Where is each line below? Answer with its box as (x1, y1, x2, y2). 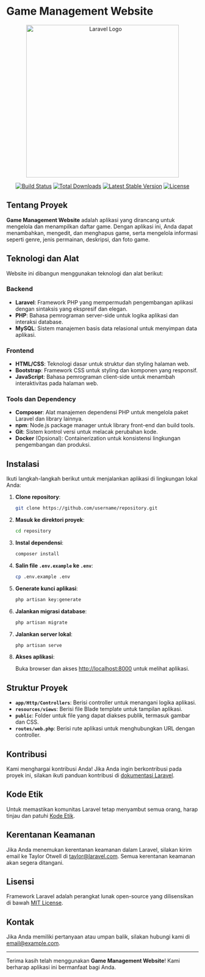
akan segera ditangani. (6, 859, 64, 866)
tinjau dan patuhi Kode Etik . (6, 812, 75, 819)
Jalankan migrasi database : (15, 607, 87, 615)
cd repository (15, 528, 51, 535)
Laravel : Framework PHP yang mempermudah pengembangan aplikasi (15, 298, 193, 306)
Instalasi (6, 459, 40, 469)
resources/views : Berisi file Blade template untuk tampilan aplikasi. (15, 705, 183, 713)
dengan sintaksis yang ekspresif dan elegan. (15, 305, 128, 312)
